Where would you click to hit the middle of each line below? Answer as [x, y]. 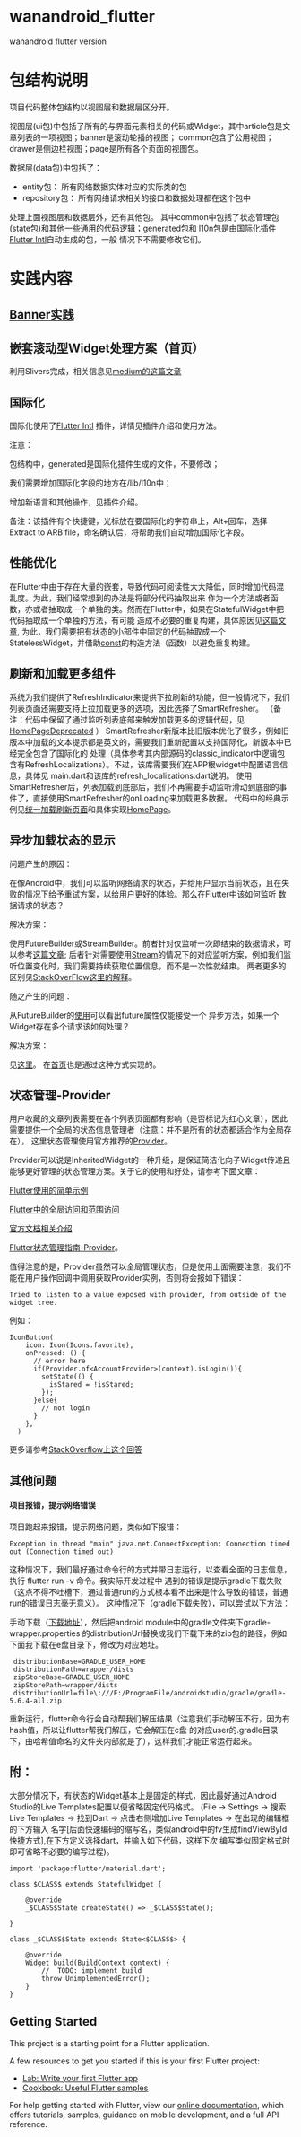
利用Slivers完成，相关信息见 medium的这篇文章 [95, 372]
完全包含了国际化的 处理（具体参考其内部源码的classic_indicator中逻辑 [147, 753]
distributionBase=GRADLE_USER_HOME [79, 1661]
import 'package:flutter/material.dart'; [88, 1869]
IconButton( [31, 1338]
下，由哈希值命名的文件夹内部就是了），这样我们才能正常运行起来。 [133, 1741]
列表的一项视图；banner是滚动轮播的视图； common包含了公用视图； [146, 137]
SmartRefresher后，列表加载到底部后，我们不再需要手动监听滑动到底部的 [144, 786]
